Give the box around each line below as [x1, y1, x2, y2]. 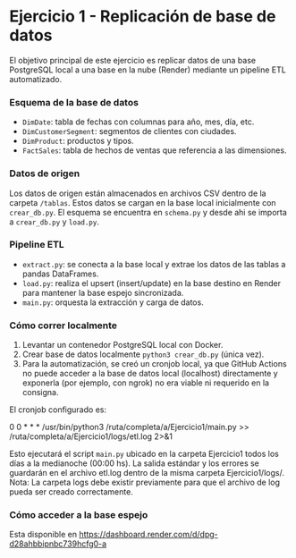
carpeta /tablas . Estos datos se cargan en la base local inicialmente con [9, 197, 276, 207]
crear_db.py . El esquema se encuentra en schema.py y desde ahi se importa [9, 207, 288, 217]
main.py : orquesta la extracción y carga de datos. [21, 297, 204, 308]
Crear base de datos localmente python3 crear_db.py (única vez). [21, 349, 265, 359]
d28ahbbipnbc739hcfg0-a [9, 538, 107, 549]
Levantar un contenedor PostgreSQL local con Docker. [21, 340, 224, 351]
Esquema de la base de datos [9, 96, 139, 108]
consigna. [21, 387, 59, 398]
